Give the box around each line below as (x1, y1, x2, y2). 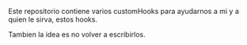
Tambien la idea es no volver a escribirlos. (8, 30, 146, 39)
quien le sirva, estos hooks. (8, 15, 97, 24)
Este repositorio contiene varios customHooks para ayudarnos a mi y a (8, 7, 239, 16)
